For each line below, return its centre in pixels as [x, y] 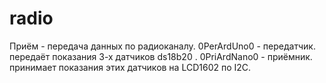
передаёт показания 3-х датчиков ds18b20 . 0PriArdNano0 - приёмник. [161, 56]
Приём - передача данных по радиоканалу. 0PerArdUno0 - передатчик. [162, 46]
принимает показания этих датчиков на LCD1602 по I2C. [130, 67]
